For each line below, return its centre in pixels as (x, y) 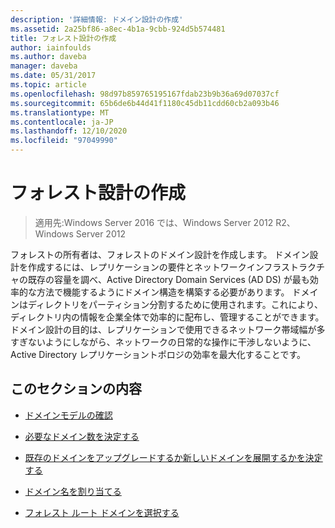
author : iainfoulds (51, 47)
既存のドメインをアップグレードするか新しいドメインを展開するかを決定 (173, 457)
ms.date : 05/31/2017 (53, 76)
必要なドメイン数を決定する (82, 436)
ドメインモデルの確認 (68, 415)
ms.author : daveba (48, 57)
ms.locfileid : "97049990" (64, 141)
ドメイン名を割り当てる (73, 491)
